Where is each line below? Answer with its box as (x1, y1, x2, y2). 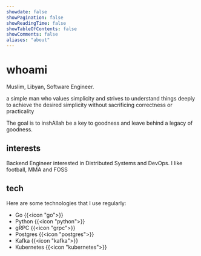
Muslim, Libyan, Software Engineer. (6, 83, 94, 90)
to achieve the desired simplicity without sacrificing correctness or (6, 101, 173, 108)
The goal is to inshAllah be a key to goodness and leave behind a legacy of (6, 119, 193, 126)
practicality (6, 107, 35, 115)
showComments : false (6, 31, 59, 38)
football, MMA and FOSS (6, 166, 68, 173)
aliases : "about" (6, 37, 50, 43)
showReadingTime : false (6, 20, 67, 26)
